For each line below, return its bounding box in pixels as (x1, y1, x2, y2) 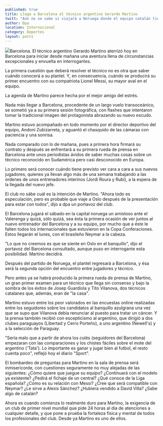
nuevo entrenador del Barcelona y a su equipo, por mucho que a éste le (5, 221, 148, 227)
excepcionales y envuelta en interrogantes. (5, 58, 91, 64)
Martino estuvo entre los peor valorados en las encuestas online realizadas (5, 300, 155, 305)
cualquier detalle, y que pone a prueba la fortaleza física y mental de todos (5, 410, 155, 416)
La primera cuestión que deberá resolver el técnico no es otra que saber (5, 67, 150, 73)
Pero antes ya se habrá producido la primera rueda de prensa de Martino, (5, 275, 152, 281)
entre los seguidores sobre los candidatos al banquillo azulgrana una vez (5, 305, 151, 311)
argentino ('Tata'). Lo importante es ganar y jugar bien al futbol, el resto (5, 345, 148, 351)
